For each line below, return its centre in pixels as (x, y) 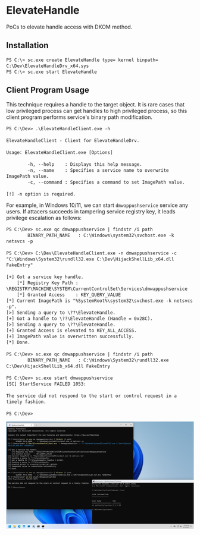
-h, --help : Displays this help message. (85, 164)
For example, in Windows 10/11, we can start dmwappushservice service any (97, 205)
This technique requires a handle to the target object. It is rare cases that (96, 104)
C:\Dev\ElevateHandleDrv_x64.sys (48, 66)
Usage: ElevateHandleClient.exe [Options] (60, 152)
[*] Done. (18, 342)
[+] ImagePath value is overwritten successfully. (70, 336)
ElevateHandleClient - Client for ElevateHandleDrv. (73, 140)
